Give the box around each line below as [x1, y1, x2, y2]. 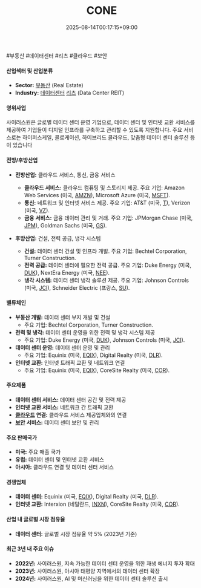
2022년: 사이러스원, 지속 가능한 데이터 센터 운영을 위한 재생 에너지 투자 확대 [15, 560, 196, 567]
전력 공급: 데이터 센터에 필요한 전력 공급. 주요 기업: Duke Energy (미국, [24, 261, 192, 269]
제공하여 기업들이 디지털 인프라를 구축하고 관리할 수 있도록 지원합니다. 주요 [6, 126, 183, 134]
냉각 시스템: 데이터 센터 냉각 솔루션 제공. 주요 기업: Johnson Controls [24, 276, 189, 284]
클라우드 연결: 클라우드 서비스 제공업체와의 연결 [15, 411, 127, 418]
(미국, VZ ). [24, 206, 50, 214]
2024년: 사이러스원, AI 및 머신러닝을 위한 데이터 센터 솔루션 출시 [15, 575, 168, 582]
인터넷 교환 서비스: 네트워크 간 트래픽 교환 [15, 403, 114, 411]
